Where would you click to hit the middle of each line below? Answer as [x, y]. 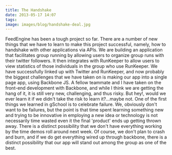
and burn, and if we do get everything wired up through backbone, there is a [86, 137]
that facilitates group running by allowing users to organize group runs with [85, 55]
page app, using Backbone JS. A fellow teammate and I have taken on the [83, 83]
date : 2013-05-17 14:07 [31, 15]
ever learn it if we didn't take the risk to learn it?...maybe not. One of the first [86, 99]
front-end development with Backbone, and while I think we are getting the [84, 88]
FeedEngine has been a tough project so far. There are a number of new [82, 39]
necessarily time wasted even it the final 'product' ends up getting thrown [83, 121]
